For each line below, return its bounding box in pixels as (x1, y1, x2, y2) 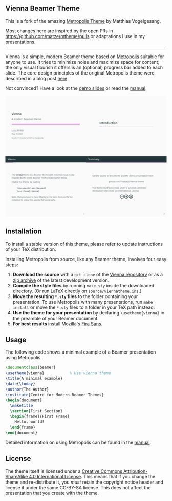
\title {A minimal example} (5, 376, 63, 381)
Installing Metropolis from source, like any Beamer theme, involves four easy (5, 256, 167, 262)
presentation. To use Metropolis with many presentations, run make (12, 299, 153, 305)
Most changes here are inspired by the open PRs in (5, 28, 114, 34)
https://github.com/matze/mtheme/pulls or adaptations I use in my (5, 33, 145, 39)
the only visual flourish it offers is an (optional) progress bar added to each (5, 64, 163, 70)
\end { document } (5, 430, 38, 435)
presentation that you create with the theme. (5, 490, 99, 496)
